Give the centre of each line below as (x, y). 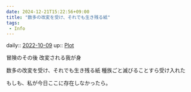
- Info (17, 28)
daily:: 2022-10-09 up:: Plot (40, 45)
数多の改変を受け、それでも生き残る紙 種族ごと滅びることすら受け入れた (96, 70)
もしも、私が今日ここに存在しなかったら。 (59, 83)
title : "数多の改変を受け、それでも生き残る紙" (58, 17)
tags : (13, 23)
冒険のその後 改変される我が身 (44, 58)
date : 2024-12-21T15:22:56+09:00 (48, 12)
